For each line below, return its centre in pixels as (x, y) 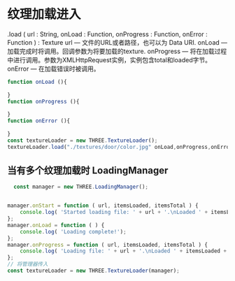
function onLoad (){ (37, 82)
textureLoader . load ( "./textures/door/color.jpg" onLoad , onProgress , (109, 147)
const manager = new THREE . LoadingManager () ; (81, 187)
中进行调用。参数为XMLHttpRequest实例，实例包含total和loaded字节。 (109, 59)
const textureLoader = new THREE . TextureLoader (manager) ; (93, 271)
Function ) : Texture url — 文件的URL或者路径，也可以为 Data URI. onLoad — (117, 42)
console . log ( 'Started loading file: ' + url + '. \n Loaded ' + (114, 212)
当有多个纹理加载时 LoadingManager (88, 170)
